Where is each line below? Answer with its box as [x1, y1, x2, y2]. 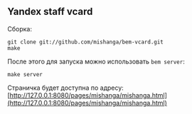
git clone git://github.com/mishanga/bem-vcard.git [7, 38, 164, 46]
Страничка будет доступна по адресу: [7, 83, 124, 92]
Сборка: [7, 24, 32, 33]
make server [7, 71, 43, 78]
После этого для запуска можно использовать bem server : [7, 57, 185, 66]
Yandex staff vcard [7, 6, 93, 18]
